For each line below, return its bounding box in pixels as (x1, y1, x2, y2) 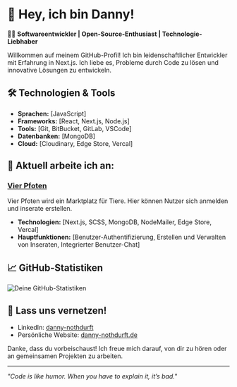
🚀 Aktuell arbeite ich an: (7, 160, 115, 172)
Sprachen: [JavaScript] (17, 109, 87, 118)
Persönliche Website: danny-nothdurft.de (17, 331, 138, 339)
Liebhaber (7, 37, 38, 45)
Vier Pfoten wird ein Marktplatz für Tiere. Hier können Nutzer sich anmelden (7, 197, 229, 205)
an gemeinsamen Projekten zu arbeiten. (7, 352, 123, 360)
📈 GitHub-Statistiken (7, 262, 104, 274)
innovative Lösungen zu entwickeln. (7, 66, 111, 74)
